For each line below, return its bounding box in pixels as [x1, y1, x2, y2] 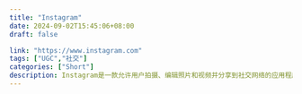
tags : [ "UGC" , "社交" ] [9, 55, 88, 64]
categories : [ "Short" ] [9, 63, 94, 72]
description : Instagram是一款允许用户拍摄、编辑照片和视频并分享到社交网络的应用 [9, 71, 286, 81]
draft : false [9, 30, 58, 38]
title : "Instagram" [9, 13, 83, 22]
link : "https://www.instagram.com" [9, 46, 143, 55]
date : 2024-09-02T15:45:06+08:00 [9, 21, 135, 30]
